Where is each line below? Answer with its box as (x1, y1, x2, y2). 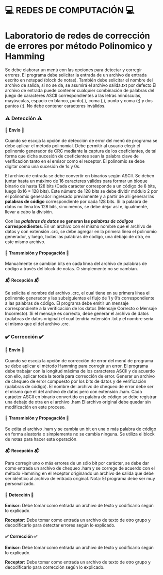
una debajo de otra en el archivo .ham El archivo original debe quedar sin (5, 399, 151, 404)
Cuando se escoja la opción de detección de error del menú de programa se (5, 138, 158, 144)
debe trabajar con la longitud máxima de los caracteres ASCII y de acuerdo (5, 368, 155, 374)
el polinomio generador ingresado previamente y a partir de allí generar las (5, 193, 154, 200)
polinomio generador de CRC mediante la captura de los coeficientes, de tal (5, 148, 157, 154)
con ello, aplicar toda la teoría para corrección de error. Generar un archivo (5, 373, 155, 379)
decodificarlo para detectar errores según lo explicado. (5, 522, 115, 528)
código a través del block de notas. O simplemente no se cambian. (5, 266, 138, 272)
